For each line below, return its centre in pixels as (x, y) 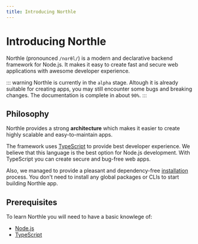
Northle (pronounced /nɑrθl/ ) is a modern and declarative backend (89, 58)
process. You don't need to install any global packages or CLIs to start (93, 177)
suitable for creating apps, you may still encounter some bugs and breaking (99, 89)
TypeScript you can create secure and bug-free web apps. (79, 159)
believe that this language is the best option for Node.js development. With (98, 153)
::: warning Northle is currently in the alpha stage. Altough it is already (92, 82)
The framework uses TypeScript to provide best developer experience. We (98, 146)
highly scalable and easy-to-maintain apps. (60, 135)
